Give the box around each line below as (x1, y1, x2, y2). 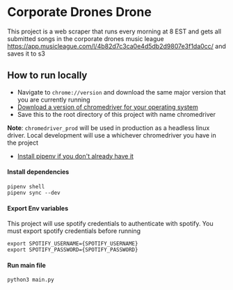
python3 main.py (7, 276, 54, 284)
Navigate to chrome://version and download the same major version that (17, 88, 226, 96)
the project (7, 138, 39, 147)
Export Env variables (7, 204, 69, 212)
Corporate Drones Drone (7, 4, 152, 20)
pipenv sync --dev (7, 189, 61, 196)
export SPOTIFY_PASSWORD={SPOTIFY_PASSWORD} (7, 246, 138, 254)
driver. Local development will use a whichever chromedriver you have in (7, 131, 217, 139)
